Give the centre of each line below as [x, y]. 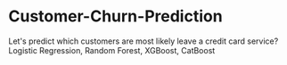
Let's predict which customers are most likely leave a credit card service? [143, 41]
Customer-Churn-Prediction [116, 16]
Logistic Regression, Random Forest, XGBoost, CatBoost [112, 50]
